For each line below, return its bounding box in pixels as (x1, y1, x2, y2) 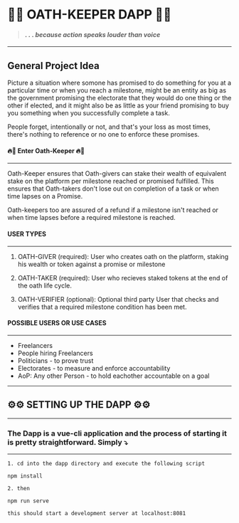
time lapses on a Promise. (7, 192, 83, 201)
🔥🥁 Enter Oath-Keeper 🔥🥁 (7, 146, 85, 155)
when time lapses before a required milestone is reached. (7, 213, 176, 222)
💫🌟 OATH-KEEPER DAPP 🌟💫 (7, 6, 172, 23)
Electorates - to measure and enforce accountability (17, 364, 171, 372)
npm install (7, 472, 43, 480)
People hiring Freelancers (17, 349, 94, 357)
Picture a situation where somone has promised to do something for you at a (7, 78, 231, 88)
